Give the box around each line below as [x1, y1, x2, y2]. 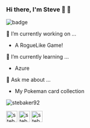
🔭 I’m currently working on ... [6, 30, 77, 37]
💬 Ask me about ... [6, 76, 51, 84]
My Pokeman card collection [14, 88, 85, 95]
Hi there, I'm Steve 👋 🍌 [6, 5, 71, 14]
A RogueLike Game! [14, 41, 63, 49]
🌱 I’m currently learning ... [6, 53, 69, 60]
